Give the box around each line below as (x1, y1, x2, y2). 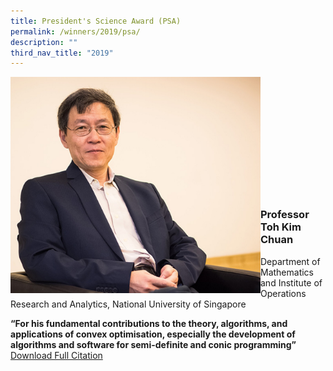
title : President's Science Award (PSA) (10, 16, 182, 26)
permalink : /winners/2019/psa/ (10, 26, 141, 37)
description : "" (10, 37, 78, 47)
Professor (260, 208, 310, 222)
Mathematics (260, 266, 315, 278)
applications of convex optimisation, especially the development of (10, 328, 296, 340)
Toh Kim (260, 220, 302, 234)
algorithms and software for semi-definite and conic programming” (10, 338, 297, 350)
